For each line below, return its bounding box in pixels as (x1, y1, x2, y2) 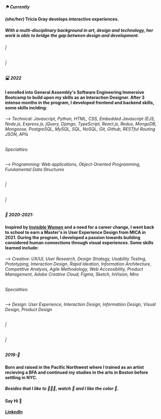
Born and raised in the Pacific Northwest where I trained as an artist (5, 364, 144, 370)
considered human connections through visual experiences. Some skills (5, 240, 154, 245)
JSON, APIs (5, 131, 28, 137)
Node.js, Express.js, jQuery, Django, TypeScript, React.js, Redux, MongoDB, (5, 121, 157, 127)
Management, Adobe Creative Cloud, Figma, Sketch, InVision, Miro (5, 271, 139, 277)
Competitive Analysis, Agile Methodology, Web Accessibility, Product (5, 266, 143, 272)
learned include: (5, 244, 39, 250)
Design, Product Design (5, 307, 52, 313)
